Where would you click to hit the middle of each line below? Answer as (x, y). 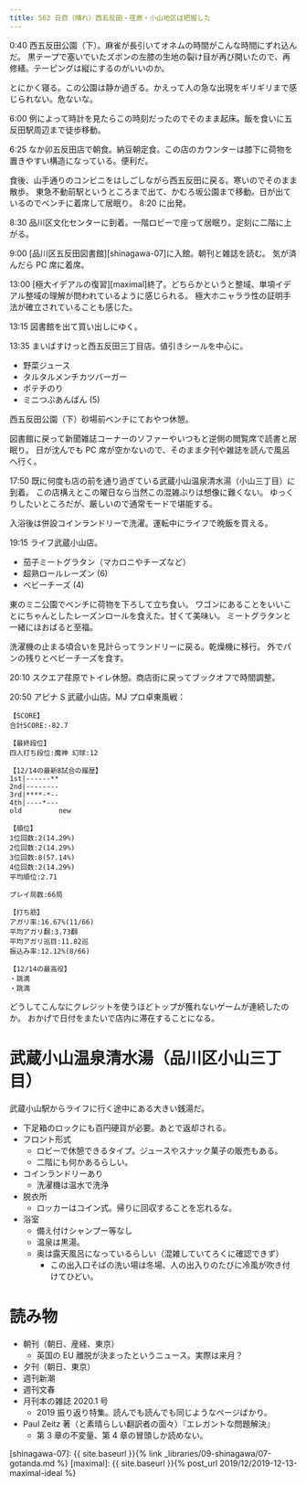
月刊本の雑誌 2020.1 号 (65, 1401)
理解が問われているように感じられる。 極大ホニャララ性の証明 (166, 295)
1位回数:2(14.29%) (42, 838)
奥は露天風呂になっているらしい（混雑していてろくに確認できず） (160, 1253)
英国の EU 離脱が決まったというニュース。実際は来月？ (140, 1355)
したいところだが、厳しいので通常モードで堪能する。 (117, 503)
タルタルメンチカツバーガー (75, 377)
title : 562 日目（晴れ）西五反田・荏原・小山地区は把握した (111, 18)
